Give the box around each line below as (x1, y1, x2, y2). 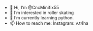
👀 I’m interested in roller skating (9, 10, 74, 15)
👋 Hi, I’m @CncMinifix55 (9, 5, 59, 10)
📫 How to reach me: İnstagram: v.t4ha (9, 20, 89, 26)
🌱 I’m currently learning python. (9, 15, 74, 20)
